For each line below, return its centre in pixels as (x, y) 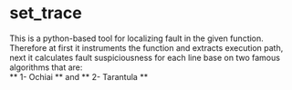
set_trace (46, 13)
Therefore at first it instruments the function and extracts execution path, (146, 47)
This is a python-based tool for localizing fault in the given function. (137, 38)
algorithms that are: (46, 67)
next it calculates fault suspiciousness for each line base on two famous (145, 57)
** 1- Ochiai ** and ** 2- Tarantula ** (79, 76)
